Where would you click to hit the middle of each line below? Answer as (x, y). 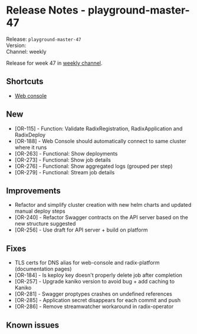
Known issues (33, 325)
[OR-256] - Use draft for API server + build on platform (81, 230)
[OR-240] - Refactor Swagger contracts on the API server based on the (101, 217)
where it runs (31, 147)
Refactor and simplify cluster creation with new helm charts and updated (103, 205)
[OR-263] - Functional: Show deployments (66, 153)
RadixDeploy (30, 135)
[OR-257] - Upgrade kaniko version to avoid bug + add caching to (95, 282)
